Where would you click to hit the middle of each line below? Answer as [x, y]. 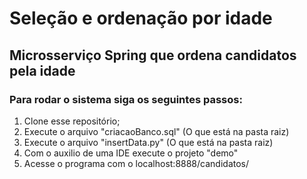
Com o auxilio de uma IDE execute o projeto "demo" [131, 153]
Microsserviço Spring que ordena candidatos [153, 55]
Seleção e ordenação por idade [141, 18]
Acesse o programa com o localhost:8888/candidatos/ [136, 163]
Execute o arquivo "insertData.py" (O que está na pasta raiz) [148, 142]
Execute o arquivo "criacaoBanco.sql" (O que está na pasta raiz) [156, 131]
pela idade [42, 70]
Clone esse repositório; [72, 121]
